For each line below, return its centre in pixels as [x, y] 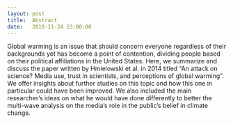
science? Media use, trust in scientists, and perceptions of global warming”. [115, 76]
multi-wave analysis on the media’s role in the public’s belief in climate [108, 106]
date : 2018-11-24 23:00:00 [49, 26]
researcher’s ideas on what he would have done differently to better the [110, 98]
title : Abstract [32, 20]
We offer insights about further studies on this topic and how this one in [110, 84]
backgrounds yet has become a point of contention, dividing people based [114, 54]
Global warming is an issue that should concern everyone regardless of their [116, 47]
